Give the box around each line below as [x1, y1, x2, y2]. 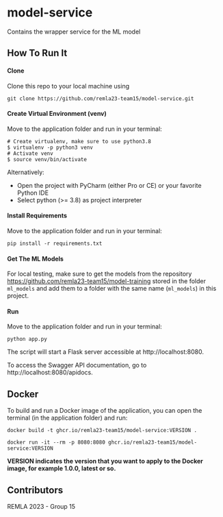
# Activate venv [7, 149, 53, 157]
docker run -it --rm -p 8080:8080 [7, 439, 106, 446]
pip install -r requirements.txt [7, 240, 103, 247]
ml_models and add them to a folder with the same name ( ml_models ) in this [7, 285, 217, 293]
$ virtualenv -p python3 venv [7, 144, 94, 151]
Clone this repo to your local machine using [7, 82, 130, 90]
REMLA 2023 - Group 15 [7, 502, 76, 510]
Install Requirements [7, 211, 67, 220]
